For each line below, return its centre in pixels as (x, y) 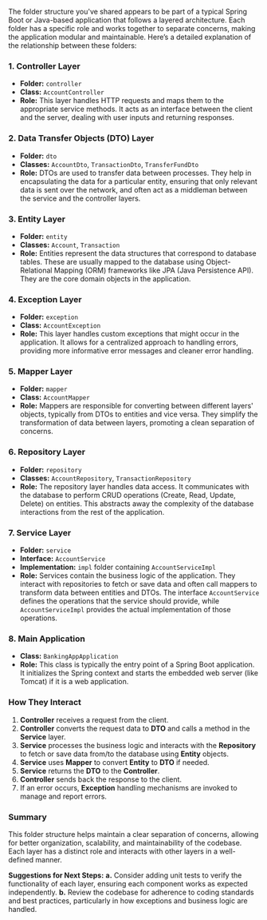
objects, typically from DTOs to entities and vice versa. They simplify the (139, 414)
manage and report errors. (63, 796)
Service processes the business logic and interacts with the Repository (138, 745)
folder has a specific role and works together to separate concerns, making (132, 28)
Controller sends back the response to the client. (100, 779)
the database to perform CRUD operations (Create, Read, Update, (128, 495)
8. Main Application (47, 639)
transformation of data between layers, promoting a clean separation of (137, 423)
